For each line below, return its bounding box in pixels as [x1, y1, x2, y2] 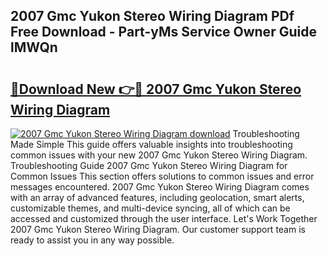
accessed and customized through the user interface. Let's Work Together [10, 213, 318, 224]
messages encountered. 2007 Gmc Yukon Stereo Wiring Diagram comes [10, 181, 310, 193]
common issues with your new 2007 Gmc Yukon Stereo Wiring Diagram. [10, 149, 308, 161]
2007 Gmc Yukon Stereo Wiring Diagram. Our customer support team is [10, 224, 306, 235]
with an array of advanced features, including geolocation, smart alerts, [10, 192, 305, 203]
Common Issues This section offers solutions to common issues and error [10, 170, 315, 182]
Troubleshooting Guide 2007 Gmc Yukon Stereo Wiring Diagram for [10, 160, 288, 171]
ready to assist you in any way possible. [10, 234, 175, 246]
